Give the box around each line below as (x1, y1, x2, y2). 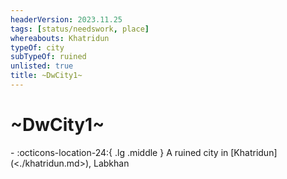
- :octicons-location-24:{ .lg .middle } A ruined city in (10, 146, 229, 158)
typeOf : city (10, 42, 65, 53)
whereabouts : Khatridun (10, 33, 110, 43)
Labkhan (93, 157, 130, 169)
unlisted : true (10, 61, 74, 71)
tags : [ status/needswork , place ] (10, 24, 150, 34)
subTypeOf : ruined (10, 52, 87, 62)
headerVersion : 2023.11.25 (10, 14, 123, 25)
